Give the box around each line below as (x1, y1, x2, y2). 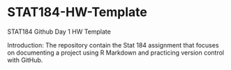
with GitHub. (7, 55, 43, 64)
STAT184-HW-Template (7, 4, 148, 20)
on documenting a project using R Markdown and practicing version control (7, 48, 225, 57)
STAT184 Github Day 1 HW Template (7, 27, 112, 36)
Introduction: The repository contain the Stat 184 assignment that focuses (7, 41, 219, 49)
